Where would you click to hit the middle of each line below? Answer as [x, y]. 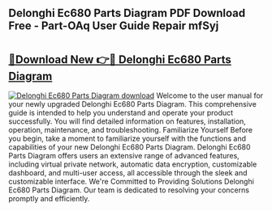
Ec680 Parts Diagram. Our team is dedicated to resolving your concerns [129, 190]
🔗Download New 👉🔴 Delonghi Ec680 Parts [120, 59]
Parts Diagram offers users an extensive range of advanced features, [124, 156]
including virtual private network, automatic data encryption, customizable [133, 164]
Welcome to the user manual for [210, 95]
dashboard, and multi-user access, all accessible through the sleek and [128, 173]
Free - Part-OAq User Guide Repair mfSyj [114, 26]
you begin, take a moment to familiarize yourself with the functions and [127, 138]
